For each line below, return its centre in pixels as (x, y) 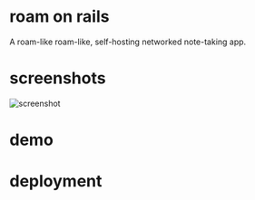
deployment (56, 181)
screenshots (58, 78)
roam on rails (59, 17)
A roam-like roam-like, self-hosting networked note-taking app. (128, 42)
